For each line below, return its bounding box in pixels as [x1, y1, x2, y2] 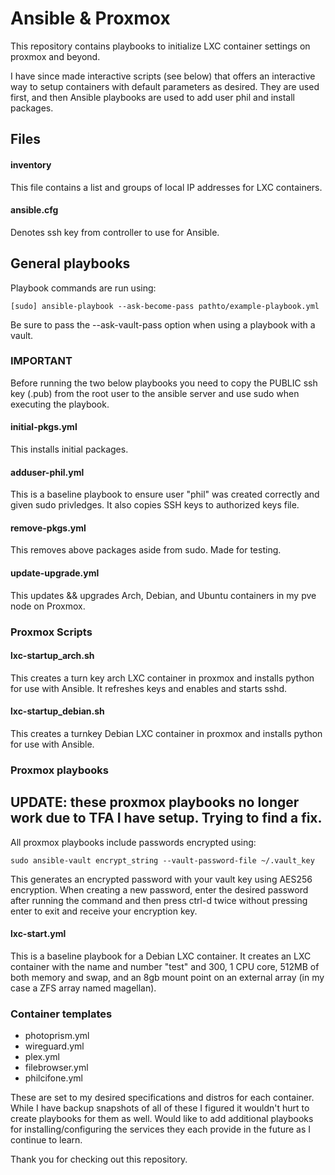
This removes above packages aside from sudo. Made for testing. [10, 544, 282, 556]
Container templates [10, 1007, 113, 1021]
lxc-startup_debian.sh [10, 705, 105, 717]
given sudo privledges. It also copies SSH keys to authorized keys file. [10, 499, 300, 511]
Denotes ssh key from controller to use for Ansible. [10, 226, 220, 238]
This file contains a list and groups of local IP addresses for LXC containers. [10, 181, 323, 193]
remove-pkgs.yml [10, 522, 87, 534]
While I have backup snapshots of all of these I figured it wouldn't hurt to [10, 1102, 310, 1114]
